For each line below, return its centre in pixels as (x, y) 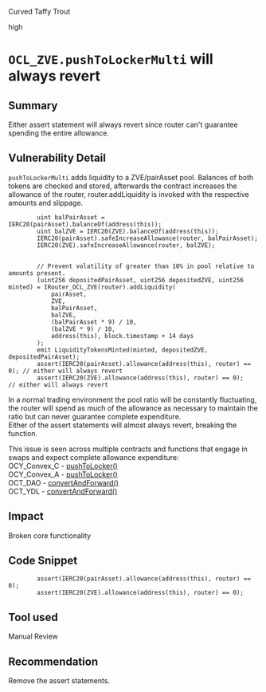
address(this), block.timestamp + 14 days (122, 336)
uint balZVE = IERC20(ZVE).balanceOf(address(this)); (128, 231)
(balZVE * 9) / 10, (83, 329)
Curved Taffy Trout (39, 12)
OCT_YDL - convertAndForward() (63, 491)
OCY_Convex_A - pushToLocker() (63, 474)
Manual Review (33, 636)
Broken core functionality (50, 535)
